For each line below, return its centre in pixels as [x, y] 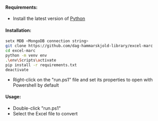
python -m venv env [26, 56]
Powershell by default [36, 85]
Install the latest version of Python [49, 18]
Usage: [13, 97]
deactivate [17, 70]
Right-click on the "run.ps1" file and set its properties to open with [83, 79]
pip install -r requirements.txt [41, 65]
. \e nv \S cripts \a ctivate [31, 60]
